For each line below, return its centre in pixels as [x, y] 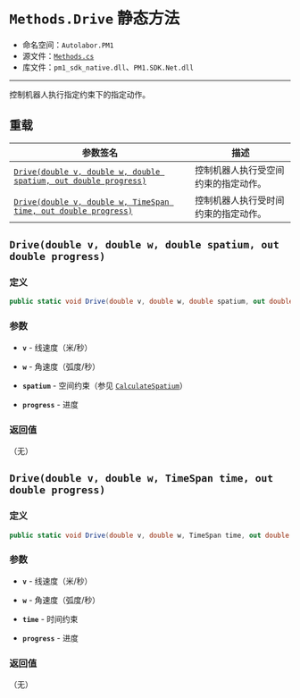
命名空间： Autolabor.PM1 [68, 45]
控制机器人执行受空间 [240, 170]
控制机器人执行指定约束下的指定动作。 [79, 94]
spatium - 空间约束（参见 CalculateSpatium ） [104, 385]
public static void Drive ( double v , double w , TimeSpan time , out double [150, 535]
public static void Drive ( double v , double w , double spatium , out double [151, 302]
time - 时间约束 [50, 618]
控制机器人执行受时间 [240, 200]
